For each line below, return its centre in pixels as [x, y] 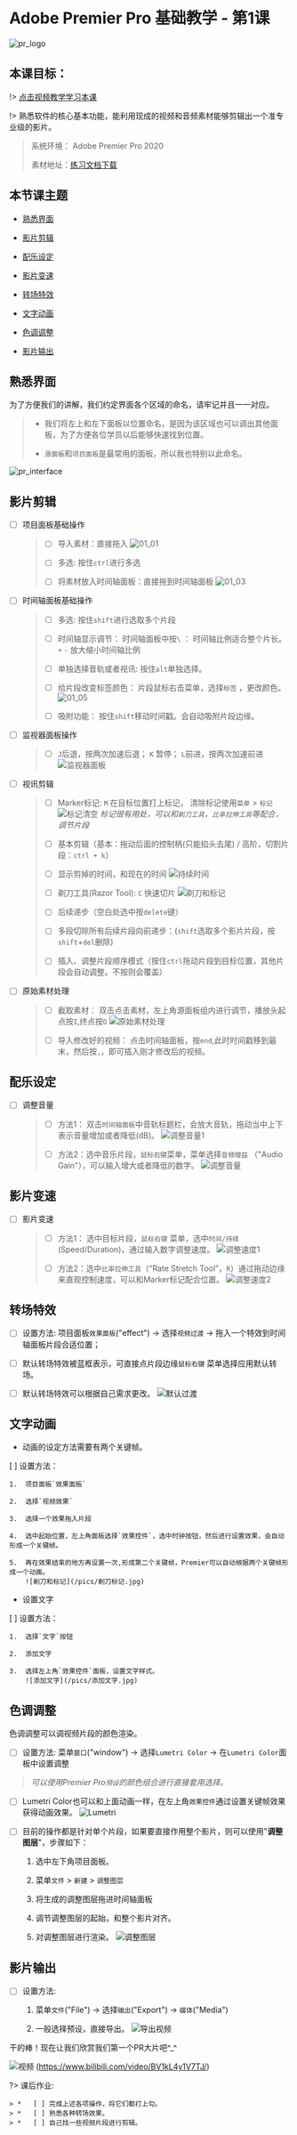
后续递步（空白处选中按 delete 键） [120, 912]
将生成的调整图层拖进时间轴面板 [94, 1899]
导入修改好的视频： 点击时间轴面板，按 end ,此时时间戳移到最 [167, 1040]
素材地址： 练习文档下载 [74, 165]
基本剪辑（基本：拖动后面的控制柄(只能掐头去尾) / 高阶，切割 [169, 844]
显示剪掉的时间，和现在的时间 [112, 874]
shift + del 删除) [85, 942]
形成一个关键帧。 [36, 1546]
